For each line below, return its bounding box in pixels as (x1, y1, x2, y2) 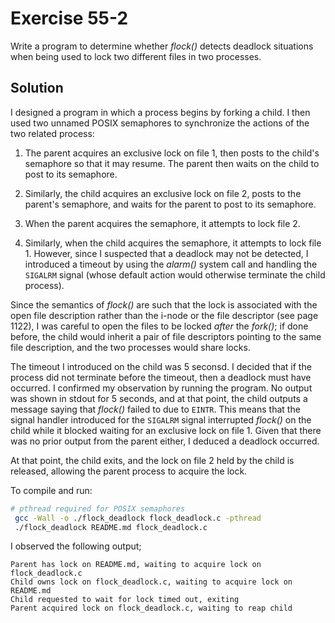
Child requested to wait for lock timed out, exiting (10, 595, 240, 605)
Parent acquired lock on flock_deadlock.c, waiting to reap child (10, 603, 293, 614)
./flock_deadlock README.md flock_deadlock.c (14, 522, 208, 532)
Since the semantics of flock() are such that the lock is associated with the (10, 298, 318, 311)
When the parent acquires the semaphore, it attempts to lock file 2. (24, 217, 301, 229)
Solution (10, 80, 64, 97)
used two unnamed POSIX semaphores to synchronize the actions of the (10, 117, 310, 129)
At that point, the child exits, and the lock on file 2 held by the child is (10, 454, 295, 466)
